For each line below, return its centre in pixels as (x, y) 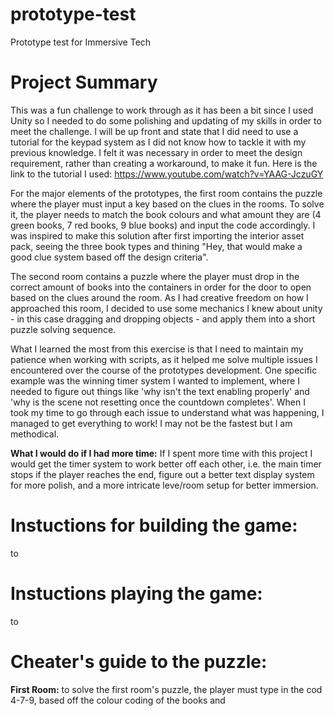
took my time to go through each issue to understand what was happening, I (167, 412)
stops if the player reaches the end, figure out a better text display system (162, 474)
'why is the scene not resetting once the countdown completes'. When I (158, 402)
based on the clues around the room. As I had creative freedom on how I (159, 297)
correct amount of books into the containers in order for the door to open (161, 287)
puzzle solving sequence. (63, 329)
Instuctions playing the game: (136, 594)
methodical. (35, 434)
